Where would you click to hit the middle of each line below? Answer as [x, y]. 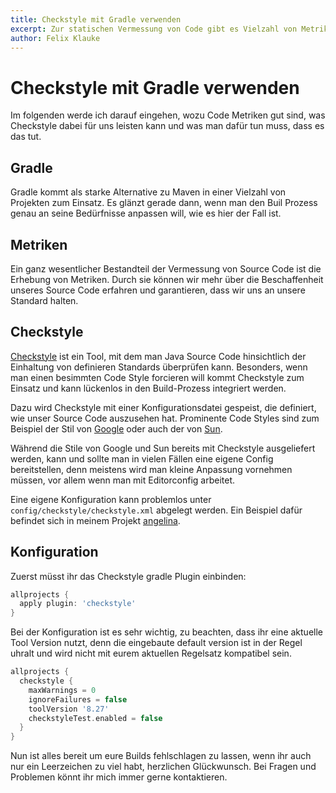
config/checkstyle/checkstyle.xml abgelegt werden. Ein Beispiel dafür [156, 510]
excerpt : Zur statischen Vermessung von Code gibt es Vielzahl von [154, 29]
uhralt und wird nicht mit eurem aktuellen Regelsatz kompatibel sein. [151, 653]
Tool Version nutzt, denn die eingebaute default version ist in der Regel [156, 643]
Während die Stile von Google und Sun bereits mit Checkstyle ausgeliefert [163, 448]
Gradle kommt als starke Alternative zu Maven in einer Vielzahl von [148, 192]
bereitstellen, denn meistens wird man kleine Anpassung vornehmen [151, 469]
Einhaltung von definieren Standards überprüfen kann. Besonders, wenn [159, 367]
